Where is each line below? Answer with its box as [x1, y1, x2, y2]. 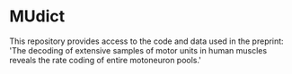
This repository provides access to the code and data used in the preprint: [9, 36, 285, 46]
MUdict [9, 6, 66, 27]
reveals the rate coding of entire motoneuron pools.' [9, 54, 202, 65]
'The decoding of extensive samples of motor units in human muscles [9, 45, 268, 55]
